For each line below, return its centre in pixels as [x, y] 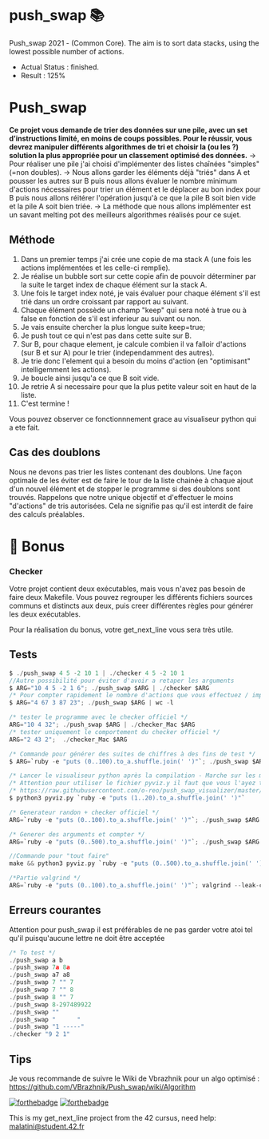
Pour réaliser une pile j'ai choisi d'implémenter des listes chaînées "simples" [134, 164]
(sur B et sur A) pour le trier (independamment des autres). [117, 352]
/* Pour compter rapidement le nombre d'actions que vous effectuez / [129, 696]
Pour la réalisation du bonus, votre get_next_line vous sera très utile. [121, 629]
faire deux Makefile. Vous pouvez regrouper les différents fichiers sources [131, 597]
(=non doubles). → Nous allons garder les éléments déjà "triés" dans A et [130, 172]
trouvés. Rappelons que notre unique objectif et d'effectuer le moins [121, 497]
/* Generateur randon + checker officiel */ [84, 812]
